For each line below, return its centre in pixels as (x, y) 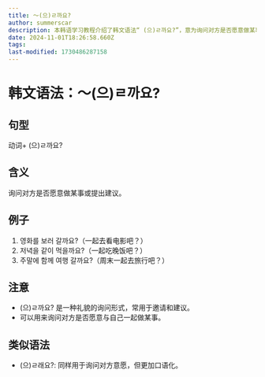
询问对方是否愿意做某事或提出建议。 (67, 193)
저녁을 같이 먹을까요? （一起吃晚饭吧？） (83, 250)
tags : (17, 45)
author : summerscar (40, 23)
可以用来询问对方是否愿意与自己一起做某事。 (92, 318)
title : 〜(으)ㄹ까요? (40, 15)
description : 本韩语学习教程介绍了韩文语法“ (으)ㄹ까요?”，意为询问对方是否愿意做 (129, 30)
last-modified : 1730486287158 (58, 52)
